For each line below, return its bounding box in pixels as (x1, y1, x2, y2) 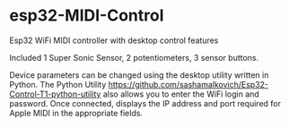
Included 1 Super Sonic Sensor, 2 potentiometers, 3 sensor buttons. (9, 52, 259, 63)
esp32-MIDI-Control (9, 5, 164, 26)
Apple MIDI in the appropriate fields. (9, 107, 144, 118)
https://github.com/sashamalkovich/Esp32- (108, 79, 269, 89)
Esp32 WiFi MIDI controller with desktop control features (9, 35, 219, 46)
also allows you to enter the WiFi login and (102, 89, 260, 99)
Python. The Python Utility (9, 79, 107, 89)
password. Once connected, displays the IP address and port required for (9, 97, 281, 108)
